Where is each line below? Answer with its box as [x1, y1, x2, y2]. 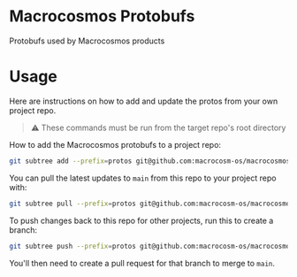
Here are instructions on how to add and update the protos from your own [9, 96, 278, 106]
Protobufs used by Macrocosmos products [9, 35, 165, 46]
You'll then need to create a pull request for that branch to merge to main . [9, 258, 276, 268]
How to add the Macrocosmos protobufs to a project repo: [9, 139, 222, 150]
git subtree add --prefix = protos [9, 157, 133, 165]
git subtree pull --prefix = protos [9, 199, 137, 208]
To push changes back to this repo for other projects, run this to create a [9, 215, 274, 226]
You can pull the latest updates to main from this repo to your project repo [9, 173, 277, 183]
